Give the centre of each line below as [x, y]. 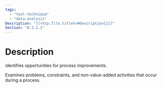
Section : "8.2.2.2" [25, 28]
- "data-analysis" [28, 19]
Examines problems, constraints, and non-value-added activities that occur [81, 75]
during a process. [23, 80]
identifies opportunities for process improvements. [56, 66]
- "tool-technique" [29, 14]
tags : [11, 10]
